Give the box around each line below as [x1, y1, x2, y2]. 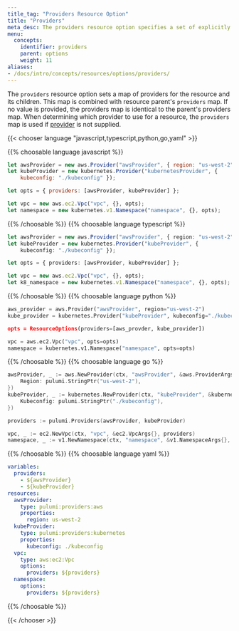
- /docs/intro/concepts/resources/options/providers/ [7, 70, 171, 77]
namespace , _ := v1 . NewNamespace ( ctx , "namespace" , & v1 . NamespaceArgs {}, [7, 437, 231, 444]
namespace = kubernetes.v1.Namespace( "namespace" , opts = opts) [7, 345, 196, 352]
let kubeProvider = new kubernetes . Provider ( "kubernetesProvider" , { [7, 168, 218, 175]
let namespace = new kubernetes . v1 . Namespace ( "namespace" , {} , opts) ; [7, 207, 221, 214]
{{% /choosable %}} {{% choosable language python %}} [7, 292, 176, 300]
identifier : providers [20, 43, 87, 51]
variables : [7, 464, 40, 471]
